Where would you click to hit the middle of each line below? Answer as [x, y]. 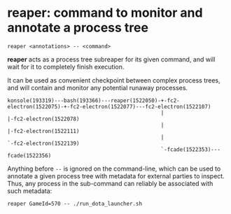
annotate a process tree [78, 28]
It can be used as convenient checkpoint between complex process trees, [114, 80]
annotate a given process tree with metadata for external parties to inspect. [116, 176]
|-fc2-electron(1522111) [43, 131]
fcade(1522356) [29, 155]
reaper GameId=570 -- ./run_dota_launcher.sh [75, 204]
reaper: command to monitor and [105, 13]
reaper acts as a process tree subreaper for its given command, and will [111, 59]
